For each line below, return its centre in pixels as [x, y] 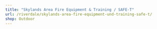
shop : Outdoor [20, 19]
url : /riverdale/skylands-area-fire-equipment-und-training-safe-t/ [79, 14]
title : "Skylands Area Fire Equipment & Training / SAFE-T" [70, 10]
